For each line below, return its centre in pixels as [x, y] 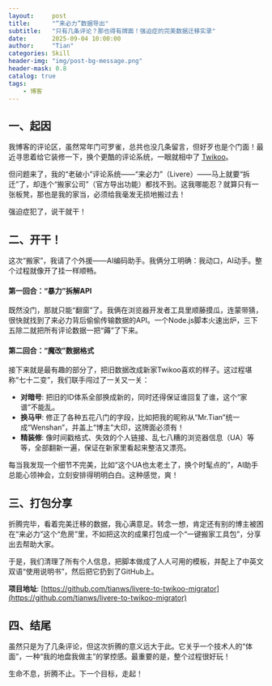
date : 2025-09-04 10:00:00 [65, 38]
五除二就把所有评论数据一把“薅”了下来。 [76, 330]
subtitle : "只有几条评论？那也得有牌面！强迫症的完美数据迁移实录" [112, 31]
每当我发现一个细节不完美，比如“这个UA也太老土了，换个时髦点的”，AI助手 [134, 465]
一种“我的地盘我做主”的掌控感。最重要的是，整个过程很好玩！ [128, 657]
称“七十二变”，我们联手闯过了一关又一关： [79, 380]
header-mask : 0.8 [38, 69]
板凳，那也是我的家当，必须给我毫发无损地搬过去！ [100, 194]
